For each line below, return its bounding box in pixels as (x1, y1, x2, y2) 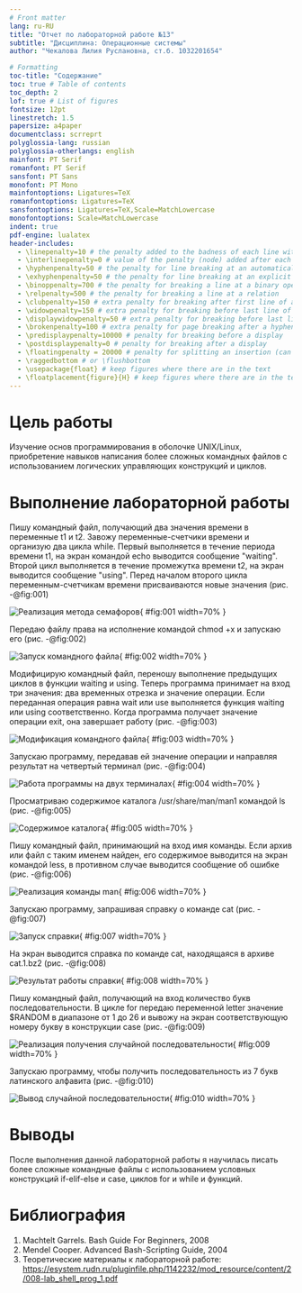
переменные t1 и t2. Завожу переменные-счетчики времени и (9, 532, 250, 542)
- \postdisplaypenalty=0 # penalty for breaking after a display (17, 340, 268, 349)
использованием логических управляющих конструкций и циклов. (9, 460, 267, 471)
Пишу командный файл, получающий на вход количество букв (9, 993, 252, 1004)
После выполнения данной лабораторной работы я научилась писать (9, 1154, 279, 1165)
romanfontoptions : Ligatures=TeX (9, 197, 135, 206)
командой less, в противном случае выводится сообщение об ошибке (9, 860, 280, 870)
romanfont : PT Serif (9, 163, 87, 172)
